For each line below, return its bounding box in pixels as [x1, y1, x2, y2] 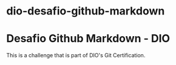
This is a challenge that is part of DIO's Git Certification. [6, 52, 146, 59]
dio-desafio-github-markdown [6, 4, 165, 18]
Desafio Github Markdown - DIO [6, 32, 171, 46]
